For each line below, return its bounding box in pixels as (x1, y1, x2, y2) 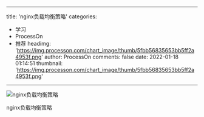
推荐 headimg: (15, 40, 52, 47)
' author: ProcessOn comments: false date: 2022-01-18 (41, 53, 179, 60)
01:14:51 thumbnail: (15, 60, 63, 67)
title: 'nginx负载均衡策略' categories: (6, 13, 97, 20)
